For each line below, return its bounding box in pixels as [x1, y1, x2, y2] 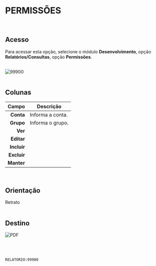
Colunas [5, 88, 32, 97]
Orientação [5, 186, 40, 194]
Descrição [37, 103, 62, 110]
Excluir [8, 151, 25, 158]
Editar [10, 135, 25, 142]
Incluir [9, 143, 25, 150]
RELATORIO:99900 [5, 257, 39, 263]
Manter [7, 159, 25, 166]
